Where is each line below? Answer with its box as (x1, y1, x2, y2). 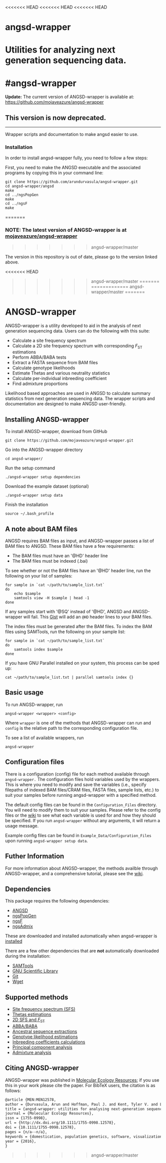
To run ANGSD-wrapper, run (5, 702, 63, 708)
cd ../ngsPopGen (5, 193, 39, 197)
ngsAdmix (12, 923, 33, 929)
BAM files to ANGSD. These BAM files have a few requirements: (5, 543, 135, 549)
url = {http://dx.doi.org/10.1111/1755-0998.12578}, (5, 1120, 116, 1125)
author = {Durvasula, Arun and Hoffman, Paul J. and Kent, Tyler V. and (5, 1101, 158, 1107)
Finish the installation (5, 502, 48, 508)
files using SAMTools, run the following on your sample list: (5, 629, 125, 635)
